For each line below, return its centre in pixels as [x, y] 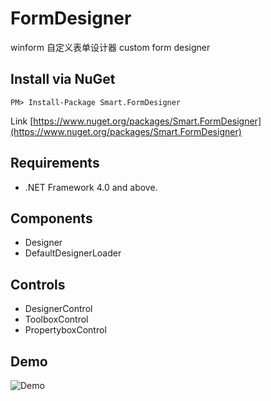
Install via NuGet [63, 79]
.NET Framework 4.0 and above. [91, 187]
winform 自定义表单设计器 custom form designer [110, 47]
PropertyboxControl [65, 330]
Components [51, 218]
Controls [38, 284]
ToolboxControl [56, 319]
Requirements [55, 163]
